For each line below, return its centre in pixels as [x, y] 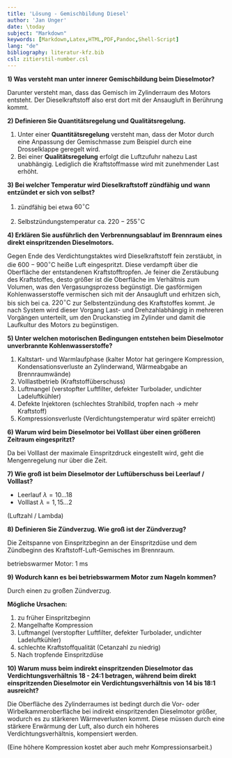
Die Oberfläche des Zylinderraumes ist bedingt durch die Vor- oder [103, 704]
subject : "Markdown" [37, 33]
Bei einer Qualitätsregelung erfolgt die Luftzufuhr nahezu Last [107, 156]
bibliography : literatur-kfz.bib [56, 53]
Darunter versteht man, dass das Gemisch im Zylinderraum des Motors [109, 92]
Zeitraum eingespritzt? [41, 439]
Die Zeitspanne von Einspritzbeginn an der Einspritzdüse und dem [102, 543]
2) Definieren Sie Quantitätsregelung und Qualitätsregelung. [96, 121]
